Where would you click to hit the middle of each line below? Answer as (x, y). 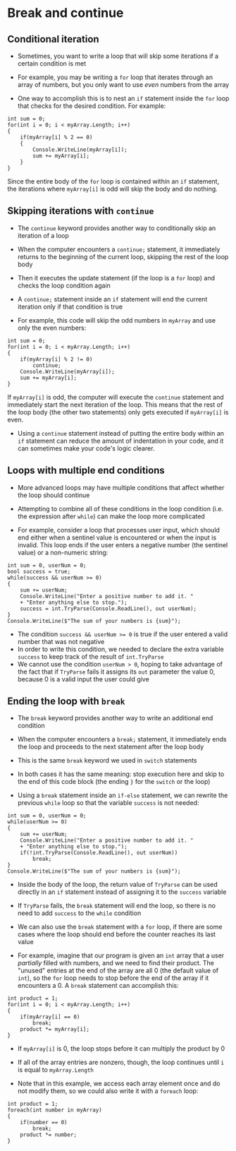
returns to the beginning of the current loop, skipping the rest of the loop (123, 256)
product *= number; (49, 1135)
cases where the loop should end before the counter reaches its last (117, 934)
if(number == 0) (44, 1123)
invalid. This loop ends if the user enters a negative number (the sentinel (123, 544)
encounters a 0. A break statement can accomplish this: (98, 986)
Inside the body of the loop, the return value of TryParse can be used (118, 885)
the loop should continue (54, 495)
